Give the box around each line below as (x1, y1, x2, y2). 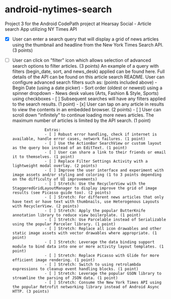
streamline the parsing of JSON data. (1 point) (12, 275, 118, 281)
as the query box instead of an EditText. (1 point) (12, 145, 127, 151)
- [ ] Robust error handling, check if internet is (45, 132, 157, 137)
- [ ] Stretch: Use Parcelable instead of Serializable (45, 217, 166, 223)
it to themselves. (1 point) (12, 154, 75, 160)
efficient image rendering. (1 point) (12, 257, 95, 263)
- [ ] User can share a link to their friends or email (45, 150, 166, 155)
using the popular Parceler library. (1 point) (12, 222, 116, 227)
